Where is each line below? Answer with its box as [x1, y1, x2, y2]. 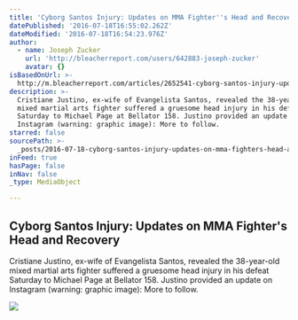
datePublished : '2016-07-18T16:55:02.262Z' [9, 21, 173, 30]
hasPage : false [9, 161, 66, 170]
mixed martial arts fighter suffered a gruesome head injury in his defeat [9, 265, 270, 276]
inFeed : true [9, 152, 58, 162]
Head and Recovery [9, 232, 121, 247]
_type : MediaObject [9, 178, 82, 187]
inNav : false [9, 169, 58, 178]
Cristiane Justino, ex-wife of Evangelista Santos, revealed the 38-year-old [9, 255, 280, 266]
